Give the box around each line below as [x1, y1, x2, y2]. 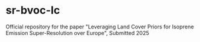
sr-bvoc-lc [5, 4, 60, 17]
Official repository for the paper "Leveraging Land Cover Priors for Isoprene [5, 23, 195, 30]
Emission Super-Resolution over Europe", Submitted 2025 [5, 29, 149, 36]
